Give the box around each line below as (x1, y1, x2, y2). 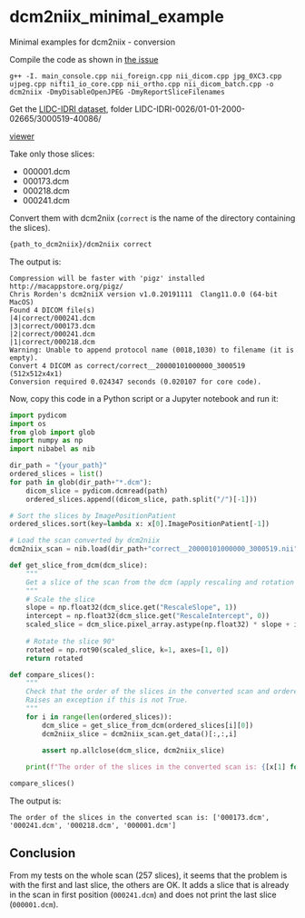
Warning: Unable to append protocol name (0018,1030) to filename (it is (9, 345, 295, 354)
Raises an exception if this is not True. (25, 695, 189, 705)
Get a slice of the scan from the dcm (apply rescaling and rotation (25, 577, 295, 587)
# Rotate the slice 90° (25, 636, 116, 646)
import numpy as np (9, 436, 84, 445)
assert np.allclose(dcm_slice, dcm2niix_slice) (42, 745, 225, 755)
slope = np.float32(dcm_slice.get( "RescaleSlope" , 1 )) (25, 603, 238, 613)
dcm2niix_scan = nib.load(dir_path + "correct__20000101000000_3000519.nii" (9, 544, 299, 554)
